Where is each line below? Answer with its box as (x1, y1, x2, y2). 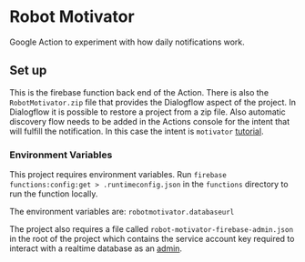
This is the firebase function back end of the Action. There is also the (9, 86, 269, 97)
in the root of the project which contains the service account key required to (9, 234, 295, 245)
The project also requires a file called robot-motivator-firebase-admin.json (9, 224, 294, 235)
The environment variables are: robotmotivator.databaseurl (9, 207, 235, 217)
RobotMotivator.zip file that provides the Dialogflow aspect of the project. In (9, 96, 297, 107)
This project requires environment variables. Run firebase (9, 169, 228, 180)
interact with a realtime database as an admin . (9, 243, 183, 254)
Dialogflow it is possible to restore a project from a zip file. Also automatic (9, 106, 287, 117)
